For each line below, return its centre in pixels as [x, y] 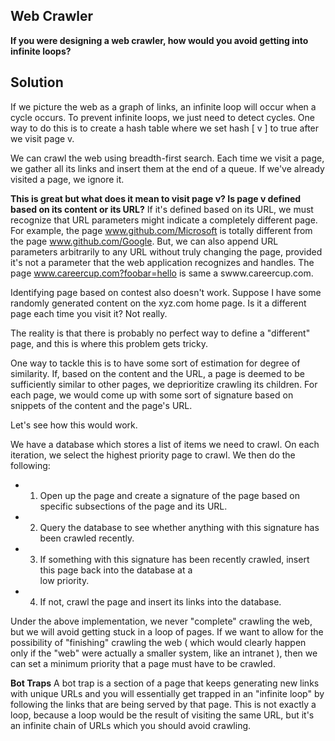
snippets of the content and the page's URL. [101, 405]
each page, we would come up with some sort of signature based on [152, 395]
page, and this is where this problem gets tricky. [109, 343]
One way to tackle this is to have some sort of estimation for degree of [155, 363]
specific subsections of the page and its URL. [133, 506]
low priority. [64, 580]
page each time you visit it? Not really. [89, 313]
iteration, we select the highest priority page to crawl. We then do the [153, 455]
